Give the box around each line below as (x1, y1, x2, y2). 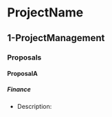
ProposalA (7, 70, 38, 78)
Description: (16, 103, 52, 111)
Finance (7, 85, 31, 93)
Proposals (7, 53, 42, 62)
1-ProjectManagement (7, 32, 105, 44)
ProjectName (7, 5, 84, 21)
